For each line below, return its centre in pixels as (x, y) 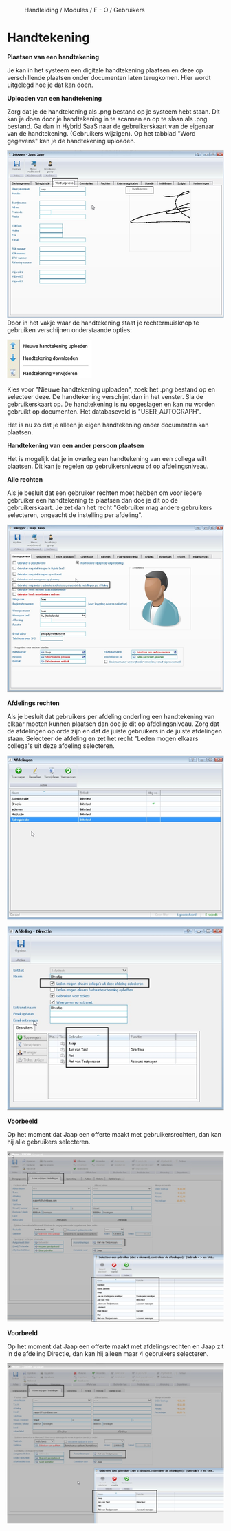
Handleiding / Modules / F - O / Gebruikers (85, 10)
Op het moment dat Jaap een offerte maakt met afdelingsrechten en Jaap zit (115, 1346)
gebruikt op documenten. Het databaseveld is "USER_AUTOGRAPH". (104, 412)
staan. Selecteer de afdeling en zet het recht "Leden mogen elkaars (103, 738)
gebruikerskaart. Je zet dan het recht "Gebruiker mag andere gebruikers (110, 508)
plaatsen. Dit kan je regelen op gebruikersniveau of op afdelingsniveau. (108, 466)
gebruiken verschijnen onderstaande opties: (70, 330)
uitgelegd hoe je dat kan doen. (50, 85)
